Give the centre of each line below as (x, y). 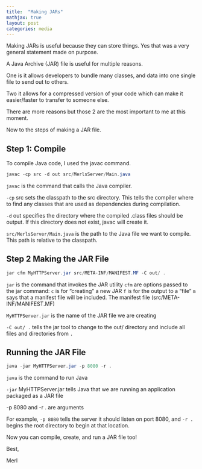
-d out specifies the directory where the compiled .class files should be (95, 215)
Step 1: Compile (36, 149)
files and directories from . (40, 333)
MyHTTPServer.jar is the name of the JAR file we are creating (81, 315)
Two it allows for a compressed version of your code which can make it (95, 93)
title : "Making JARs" (35, 12)
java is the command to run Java (47, 378)
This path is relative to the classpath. (52, 240)
